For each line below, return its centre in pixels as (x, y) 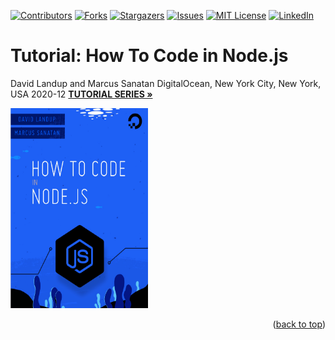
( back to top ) (299, 324)
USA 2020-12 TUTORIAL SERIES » (81, 94)
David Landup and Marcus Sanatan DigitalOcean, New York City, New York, (166, 83)
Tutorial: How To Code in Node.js (149, 56)
